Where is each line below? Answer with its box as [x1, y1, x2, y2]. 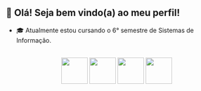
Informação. [15, 36, 52, 44]
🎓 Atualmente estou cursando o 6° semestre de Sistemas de [15, 26, 194, 34]
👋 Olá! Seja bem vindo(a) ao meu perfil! [6, 7, 180, 19]
